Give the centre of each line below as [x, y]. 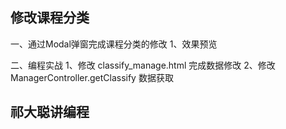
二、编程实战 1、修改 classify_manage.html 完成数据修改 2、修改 [143, 65]
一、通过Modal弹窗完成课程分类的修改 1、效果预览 [114, 44]
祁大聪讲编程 [50, 112]
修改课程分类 [50, 18]
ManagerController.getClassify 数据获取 [92, 77]
